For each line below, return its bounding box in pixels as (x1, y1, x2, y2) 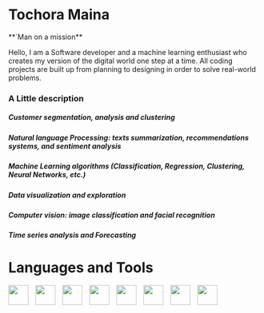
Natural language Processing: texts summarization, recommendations (8, 133, 250, 142)
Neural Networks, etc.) (8, 170, 86, 180)
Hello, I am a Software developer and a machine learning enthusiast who (8, 47, 247, 57)
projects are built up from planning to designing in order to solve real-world (8, 64, 256, 73)
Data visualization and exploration (8, 190, 126, 200)
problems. (8, 73, 42, 82)
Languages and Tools (8, 258, 154, 276)
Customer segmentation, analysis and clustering (8, 113, 176, 122)
